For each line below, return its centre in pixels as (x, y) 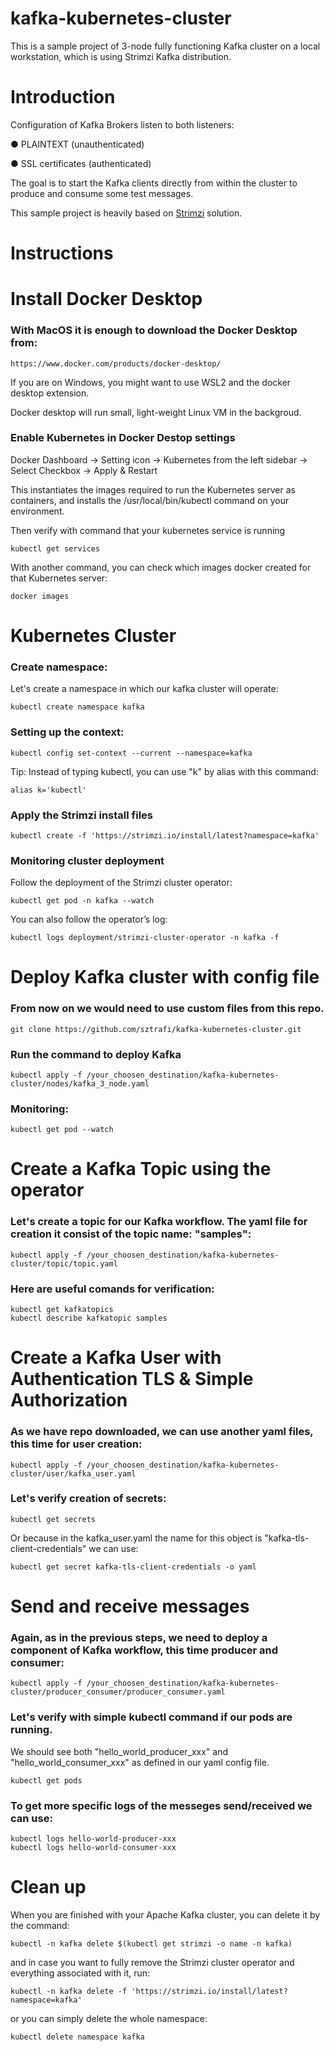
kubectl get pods (46, 1780)
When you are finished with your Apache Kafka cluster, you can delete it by (165, 1914)
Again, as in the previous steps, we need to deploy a (139, 1637)
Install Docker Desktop (106, 299)
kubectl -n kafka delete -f (69, 1991)
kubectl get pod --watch (62, 1130)
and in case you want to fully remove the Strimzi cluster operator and (152, 1962)
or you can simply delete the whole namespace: (109, 2018)
